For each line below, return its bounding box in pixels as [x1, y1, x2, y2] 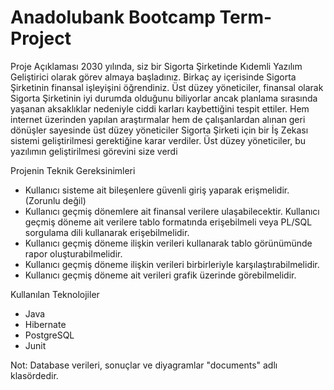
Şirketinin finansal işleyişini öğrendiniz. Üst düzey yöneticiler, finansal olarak [10, 81, 324, 93]
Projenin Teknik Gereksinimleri [10, 164, 136, 176]
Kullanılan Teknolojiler [10, 288, 100, 300]
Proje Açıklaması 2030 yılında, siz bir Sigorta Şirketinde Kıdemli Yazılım [10, 60, 303, 72]
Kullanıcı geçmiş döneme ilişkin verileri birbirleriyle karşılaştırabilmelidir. [24, 258, 320, 270]
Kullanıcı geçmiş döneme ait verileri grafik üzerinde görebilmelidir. [24, 269, 297, 281]
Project [10, 27, 72, 50]
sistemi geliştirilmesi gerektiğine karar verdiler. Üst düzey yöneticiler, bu [10, 134, 307, 146]
